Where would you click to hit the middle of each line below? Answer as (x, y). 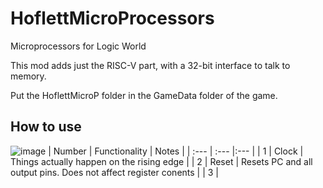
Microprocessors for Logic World (78, 46)
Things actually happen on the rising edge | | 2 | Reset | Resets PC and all (161, 161)
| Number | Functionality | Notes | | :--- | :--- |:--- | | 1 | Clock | (176, 151)
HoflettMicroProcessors (112, 18)
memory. (28, 76)
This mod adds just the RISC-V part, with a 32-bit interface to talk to (150, 65)
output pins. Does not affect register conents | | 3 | (115, 172)
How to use (46, 127)
